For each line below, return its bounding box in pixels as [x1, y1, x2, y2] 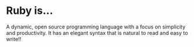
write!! [6, 35, 22, 42]
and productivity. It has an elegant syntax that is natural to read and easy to [6, 29, 189, 36]
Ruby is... [6, 4, 53, 17]
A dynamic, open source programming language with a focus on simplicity [6, 23, 186, 30]
